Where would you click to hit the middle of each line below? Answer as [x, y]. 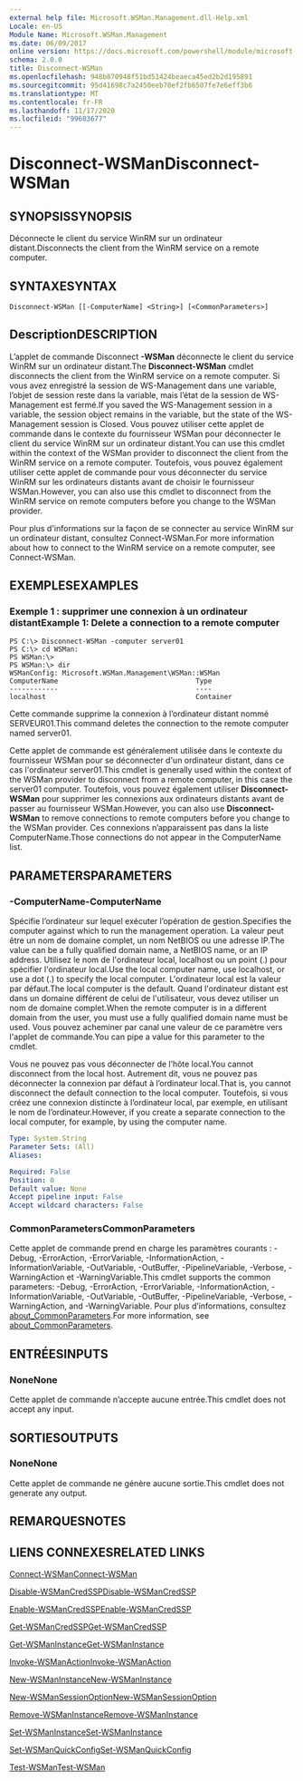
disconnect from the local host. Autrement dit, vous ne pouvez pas [133, 1074]
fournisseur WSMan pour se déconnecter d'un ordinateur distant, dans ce [147, 760]
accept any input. [42, 1409]
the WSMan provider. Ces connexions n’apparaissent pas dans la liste [139, 828]
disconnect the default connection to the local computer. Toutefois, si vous [149, 1093]
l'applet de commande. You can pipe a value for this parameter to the [137, 1037]
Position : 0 [32, 1180]
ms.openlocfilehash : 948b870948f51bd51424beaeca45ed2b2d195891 [131, 77]
